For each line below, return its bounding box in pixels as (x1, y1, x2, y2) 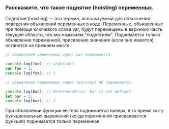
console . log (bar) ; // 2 (5, 98, 56, 104)
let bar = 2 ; (5, 94, 33, 99)
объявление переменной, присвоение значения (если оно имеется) (5, 37, 154, 43)
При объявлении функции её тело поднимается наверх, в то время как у (5, 108, 164, 114)
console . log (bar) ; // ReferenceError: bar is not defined (5, 89, 131, 94)
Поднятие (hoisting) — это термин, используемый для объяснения (5, 16, 150, 22)
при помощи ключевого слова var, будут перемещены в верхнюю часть (5, 26, 163, 32)
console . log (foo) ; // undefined (5, 61, 74, 67)
